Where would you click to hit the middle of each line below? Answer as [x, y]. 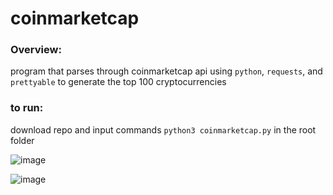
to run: [27, 108]
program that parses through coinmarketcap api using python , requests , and [166, 71]
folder [22, 140]
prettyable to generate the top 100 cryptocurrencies [118, 82]
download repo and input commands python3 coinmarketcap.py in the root [163, 129]
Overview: [36, 50]
